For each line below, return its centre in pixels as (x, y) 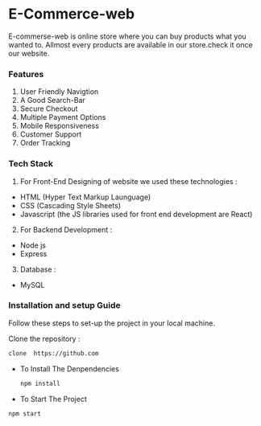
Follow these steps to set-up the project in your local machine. (112, 323)
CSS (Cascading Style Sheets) (70, 205)
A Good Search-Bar (53, 100)
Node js (33, 245)
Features (26, 74)
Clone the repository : (44, 338)
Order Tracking (45, 143)
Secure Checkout (49, 109)
